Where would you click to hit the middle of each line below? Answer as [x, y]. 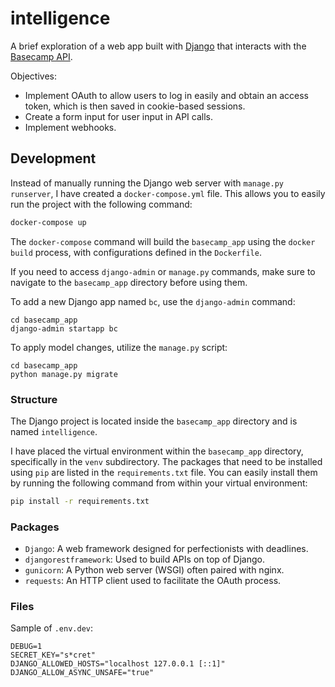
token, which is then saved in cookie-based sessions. [135, 106]
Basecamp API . [41, 56]
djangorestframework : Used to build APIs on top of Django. [144, 559]
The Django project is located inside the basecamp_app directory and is [154, 421]
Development [53, 158]
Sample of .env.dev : [52, 628]
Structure [34, 399]
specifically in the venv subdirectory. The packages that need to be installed [166, 461]
